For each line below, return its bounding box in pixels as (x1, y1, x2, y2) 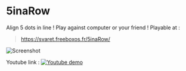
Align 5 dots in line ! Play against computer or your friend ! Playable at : (6, 24, 181, 31)
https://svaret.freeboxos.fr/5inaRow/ (20, 35, 110, 42)
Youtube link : (6, 58, 40, 66)
